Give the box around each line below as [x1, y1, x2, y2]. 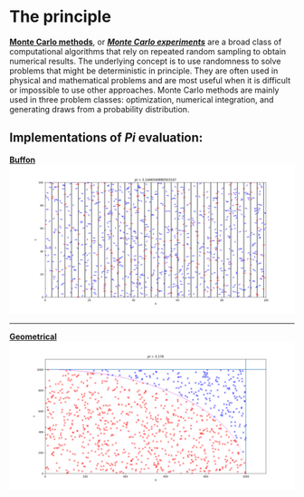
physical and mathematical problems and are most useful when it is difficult [9, 74, 291, 85]
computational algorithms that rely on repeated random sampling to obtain [9, 45, 287, 56]
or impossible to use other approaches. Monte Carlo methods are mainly [9, 84, 280, 95]
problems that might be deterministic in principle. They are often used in [9, 65, 279, 76]
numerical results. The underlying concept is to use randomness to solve [9, 55, 281, 66]
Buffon [9, 154, 36, 165]
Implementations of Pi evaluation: [9, 130, 204, 146]
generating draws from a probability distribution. [9, 103, 190, 114]
